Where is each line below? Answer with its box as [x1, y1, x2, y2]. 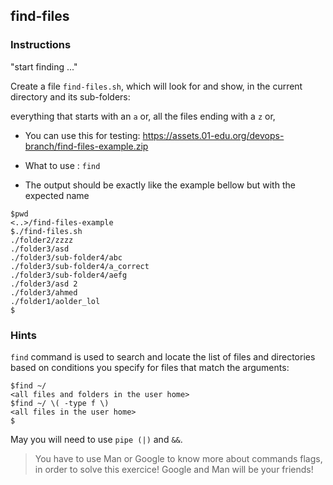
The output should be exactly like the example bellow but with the [24, 179, 296, 191]
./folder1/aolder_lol [10, 296, 101, 306]
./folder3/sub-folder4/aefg [10, 270, 128, 280]
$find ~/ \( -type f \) [10, 398, 110, 408]
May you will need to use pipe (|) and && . [10, 433, 183, 445]
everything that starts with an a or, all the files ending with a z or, [10, 110, 276, 122]
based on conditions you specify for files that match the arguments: [10, 361, 290, 373]
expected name [24, 189, 90, 201]
